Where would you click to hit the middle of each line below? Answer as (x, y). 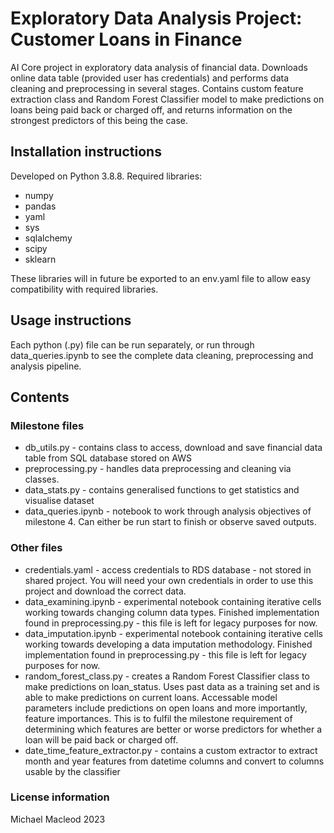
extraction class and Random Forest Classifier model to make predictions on (167, 99)
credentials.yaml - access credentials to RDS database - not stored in (168, 569)
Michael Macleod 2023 (58, 819)
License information (60, 797)
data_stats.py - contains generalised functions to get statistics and (162, 490)
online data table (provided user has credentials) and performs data (150, 78)
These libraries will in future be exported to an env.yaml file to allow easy (161, 278)
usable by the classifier (72, 771)
